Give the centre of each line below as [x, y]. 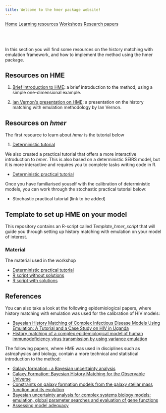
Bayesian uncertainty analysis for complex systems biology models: [82, 395]
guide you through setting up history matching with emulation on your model [83, 232]
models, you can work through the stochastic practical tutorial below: [76, 189]
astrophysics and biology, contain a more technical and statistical [72, 354]
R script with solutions [35, 281]
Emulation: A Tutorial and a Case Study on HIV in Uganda [71, 328]
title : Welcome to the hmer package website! [53, 10]
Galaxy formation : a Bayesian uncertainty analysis [64, 369]
